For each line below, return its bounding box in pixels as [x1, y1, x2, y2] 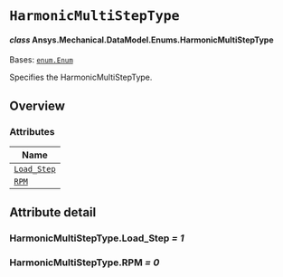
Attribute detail [9, 205, 97, 220]
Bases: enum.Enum [9, 54, 74, 65]
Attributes [9, 125, 55, 138]
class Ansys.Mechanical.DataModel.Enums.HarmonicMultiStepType [9, 34, 274, 45]
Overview [9, 98, 66, 113]
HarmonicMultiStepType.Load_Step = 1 [9, 232, 184, 244]
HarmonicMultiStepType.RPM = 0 [9, 256, 160, 269]
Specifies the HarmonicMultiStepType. [9, 72, 153, 83]
